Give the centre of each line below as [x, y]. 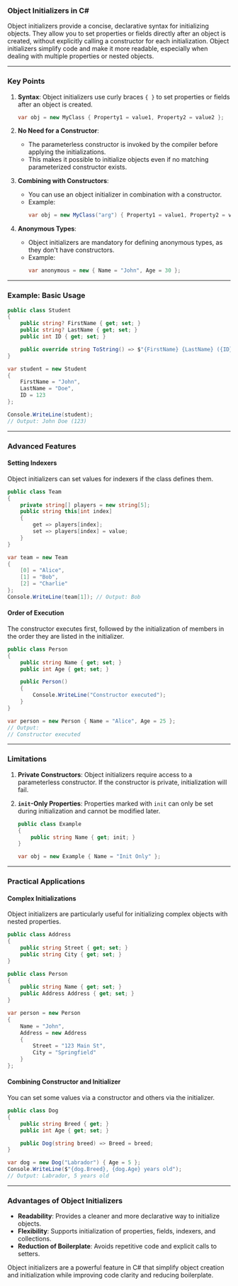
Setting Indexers [32, 463]
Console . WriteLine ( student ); [50, 414]
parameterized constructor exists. [78, 167]
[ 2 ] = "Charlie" [44, 584]
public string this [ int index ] [66, 512]
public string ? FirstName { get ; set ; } [80, 324]
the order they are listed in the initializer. [66, 636]
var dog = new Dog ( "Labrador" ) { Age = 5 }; [74, 1163]
